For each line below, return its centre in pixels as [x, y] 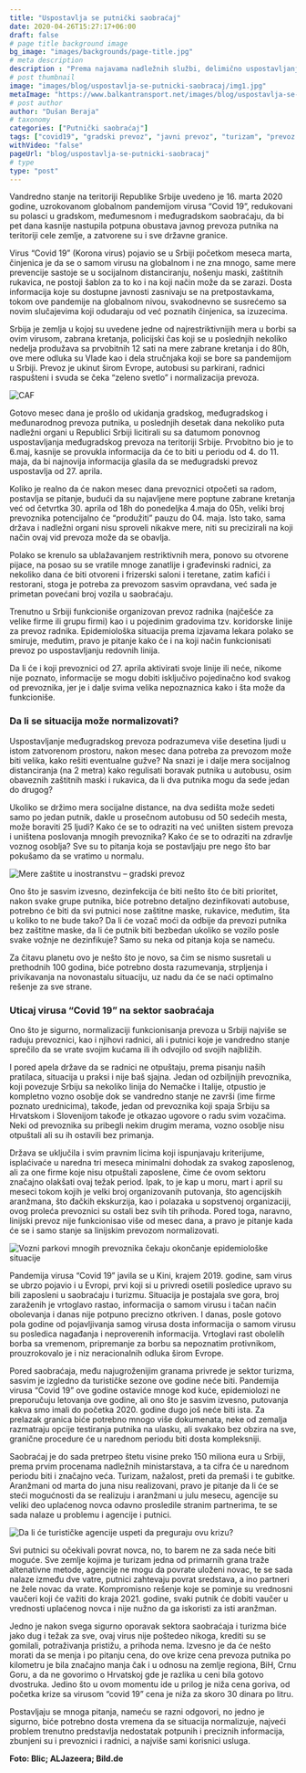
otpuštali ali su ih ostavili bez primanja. [82, 1135]
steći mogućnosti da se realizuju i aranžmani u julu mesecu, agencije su [144, 1495]
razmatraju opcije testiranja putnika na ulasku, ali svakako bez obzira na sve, [153, 1429]
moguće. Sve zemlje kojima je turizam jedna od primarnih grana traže [139, 1559]
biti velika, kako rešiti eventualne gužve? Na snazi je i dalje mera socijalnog [150, 760]
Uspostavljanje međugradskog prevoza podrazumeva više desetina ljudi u [148, 741]
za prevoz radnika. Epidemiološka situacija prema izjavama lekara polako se [152, 631]
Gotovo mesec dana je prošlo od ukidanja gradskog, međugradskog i [139, 413]
